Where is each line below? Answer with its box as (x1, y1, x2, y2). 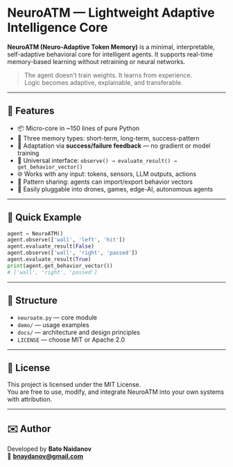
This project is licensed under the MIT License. (7, 381, 141, 389)
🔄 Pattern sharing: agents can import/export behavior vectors (17, 177, 193, 186)
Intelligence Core (7, 19, 108, 35)
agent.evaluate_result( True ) (7, 256, 92, 263)
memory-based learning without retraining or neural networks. (7, 57, 186, 65)
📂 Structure (7, 294, 58, 307)
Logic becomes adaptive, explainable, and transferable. (24, 78, 183, 86)
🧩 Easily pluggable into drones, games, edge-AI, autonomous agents (17, 184, 214, 193)
